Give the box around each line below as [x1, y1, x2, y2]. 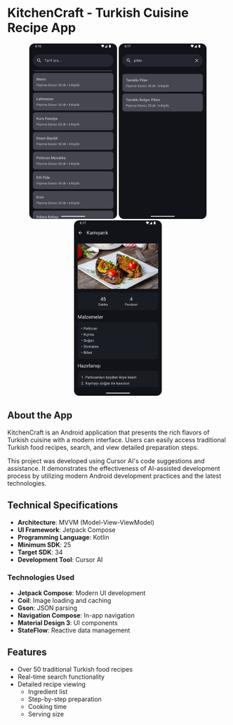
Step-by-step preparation [27, 695, 102, 703]
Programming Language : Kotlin [17, 533, 110, 541]
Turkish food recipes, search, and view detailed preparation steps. [7, 443, 199, 451]
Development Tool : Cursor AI [17, 555, 103, 564]
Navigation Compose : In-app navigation [17, 611, 135, 619]
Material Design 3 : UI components [17, 618, 118, 627]
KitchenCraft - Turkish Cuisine [7, 5, 189, 21]
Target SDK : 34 [17, 547, 63, 556]
